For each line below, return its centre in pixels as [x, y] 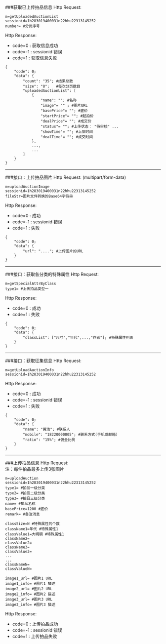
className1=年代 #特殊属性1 [32, 529]
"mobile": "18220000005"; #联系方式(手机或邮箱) [70, 435]
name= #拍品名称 [20, 504]
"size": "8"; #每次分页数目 [52, 86]
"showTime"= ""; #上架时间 [66, 132]
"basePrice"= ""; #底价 [64, 111]
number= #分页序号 [22, 26]
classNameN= [17, 564]
